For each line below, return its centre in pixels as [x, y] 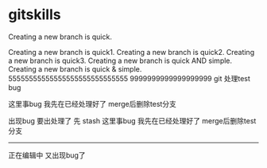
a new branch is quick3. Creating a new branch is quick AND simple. [120, 61]
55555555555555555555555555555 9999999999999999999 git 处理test [129, 78]
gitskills [35, 15]
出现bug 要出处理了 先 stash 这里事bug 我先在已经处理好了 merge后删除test [132, 120]
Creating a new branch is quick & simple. [75, 68]
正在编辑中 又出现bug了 [47, 155]
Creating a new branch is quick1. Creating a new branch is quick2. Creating [132, 52]
